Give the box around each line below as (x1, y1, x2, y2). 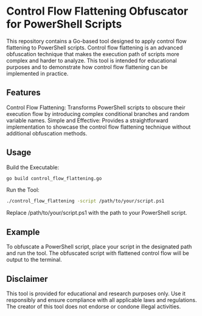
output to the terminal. (6, 256, 62, 264)
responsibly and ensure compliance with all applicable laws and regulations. (6, 296, 197, 303)
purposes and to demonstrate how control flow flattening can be (6, 63, 168, 71)
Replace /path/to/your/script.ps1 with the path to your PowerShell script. (6, 209, 187, 217)
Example (6, 227, 40, 237)
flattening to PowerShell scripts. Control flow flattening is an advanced (6, 44, 183, 51)
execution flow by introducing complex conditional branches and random (6, 110, 190, 117)
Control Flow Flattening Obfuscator (6, 4, 189, 18)
